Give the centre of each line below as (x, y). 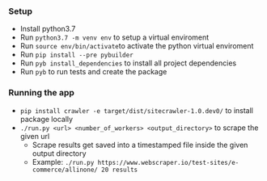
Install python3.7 (48, 29)
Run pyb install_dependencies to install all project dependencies (128, 63)
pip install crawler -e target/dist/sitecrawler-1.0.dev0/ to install (136, 110)
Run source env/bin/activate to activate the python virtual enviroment (137, 46)
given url (35, 136)
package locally (47, 119)
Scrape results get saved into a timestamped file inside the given (140, 145)
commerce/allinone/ (65, 170)
